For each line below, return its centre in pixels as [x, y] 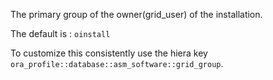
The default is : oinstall [60, 33]
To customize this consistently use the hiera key [109, 53]
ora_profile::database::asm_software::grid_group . [117, 63]
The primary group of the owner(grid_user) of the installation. [136, 14]
